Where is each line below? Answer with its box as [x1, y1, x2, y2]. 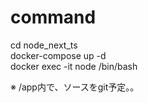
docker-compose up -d [10, 49, 107, 61]
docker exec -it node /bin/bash [10, 60, 138, 72]
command [10, 6, 97, 29]
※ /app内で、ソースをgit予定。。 [10, 81, 140, 93]
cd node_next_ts [10, 39, 78, 51]
